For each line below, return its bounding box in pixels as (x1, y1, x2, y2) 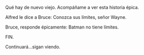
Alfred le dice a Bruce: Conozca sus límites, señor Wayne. (5, 14, 127, 20)
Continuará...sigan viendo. (5, 44, 61, 50)
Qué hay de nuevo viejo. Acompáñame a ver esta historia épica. (5, 5, 139, 10)
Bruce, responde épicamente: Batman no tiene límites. (5, 24, 119, 30)
